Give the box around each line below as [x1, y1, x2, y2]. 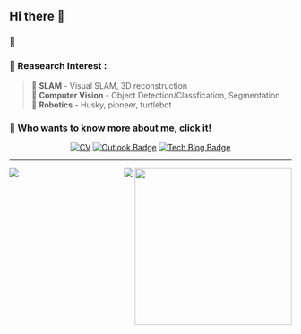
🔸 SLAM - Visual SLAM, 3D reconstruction [30, 80, 188, 90]
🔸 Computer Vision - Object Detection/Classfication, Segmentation [30, 90, 280, 100]
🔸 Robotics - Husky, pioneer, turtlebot [30, 99, 172, 110]
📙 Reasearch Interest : [9, 60, 107, 73]
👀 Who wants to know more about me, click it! [9, 122, 212, 134]
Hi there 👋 [9, 9, 65, 24]
